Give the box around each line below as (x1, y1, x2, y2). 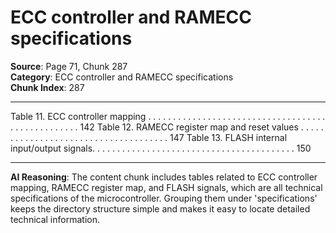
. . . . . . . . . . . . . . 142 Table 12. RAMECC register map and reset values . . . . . (10, 121, 324, 133)
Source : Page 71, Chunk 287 (10, 60, 128, 72)
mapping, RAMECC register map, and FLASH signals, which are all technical (10, 181, 323, 193)
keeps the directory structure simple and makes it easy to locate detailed (10, 202, 311, 215)
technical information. (10, 213, 100, 225)
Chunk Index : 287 (10, 81, 85, 93)
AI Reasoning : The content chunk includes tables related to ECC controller (10, 171, 318, 183)
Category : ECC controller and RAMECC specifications (10, 71, 234, 83)
